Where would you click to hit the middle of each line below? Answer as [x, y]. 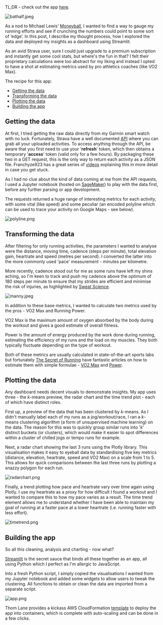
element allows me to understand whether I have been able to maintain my [80, 502]
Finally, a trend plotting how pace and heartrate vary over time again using [80, 487]
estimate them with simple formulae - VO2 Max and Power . [64, 365]
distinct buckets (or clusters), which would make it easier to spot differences [82, 433]
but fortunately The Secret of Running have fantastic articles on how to [76, 360]
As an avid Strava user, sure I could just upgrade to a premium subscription [80, 51]
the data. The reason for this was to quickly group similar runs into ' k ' [75, 427]
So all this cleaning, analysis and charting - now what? [60, 549]
